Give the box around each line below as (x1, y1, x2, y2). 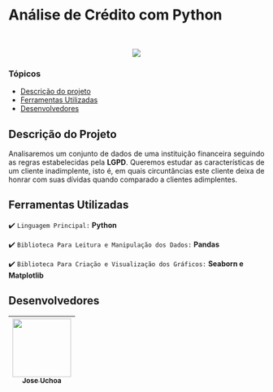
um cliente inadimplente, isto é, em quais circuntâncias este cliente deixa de (8, 166, 265, 176)
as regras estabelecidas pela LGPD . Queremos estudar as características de (8, 157, 265, 167)
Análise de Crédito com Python (8, 6, 223, 24)
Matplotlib (8, 270, 45, 280)
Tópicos (8, 67, 41, 79)
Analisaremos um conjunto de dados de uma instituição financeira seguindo (8, 149, 265, 159)
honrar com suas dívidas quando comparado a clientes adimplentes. (8, 174, 238, 184)
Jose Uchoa (22, 376, 62, 386)
